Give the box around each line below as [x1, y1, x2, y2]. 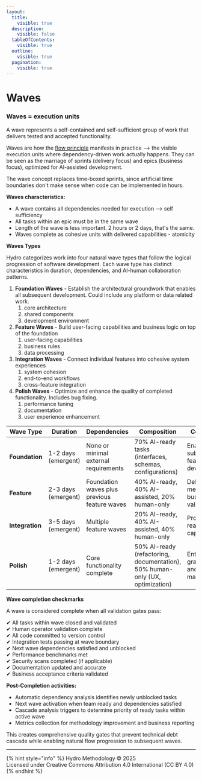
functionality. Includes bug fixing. [14, 393, 98, 401]
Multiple [86, 517, 109, 525]
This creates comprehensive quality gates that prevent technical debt [6, 731, 179, 738]
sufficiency [14, 211, 43, 218]
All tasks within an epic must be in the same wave [14, 218, 138, 225]
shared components [23, 310, 74, 317]
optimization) [134, 580, 172, 588]
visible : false [17, 31, 55, 37]
